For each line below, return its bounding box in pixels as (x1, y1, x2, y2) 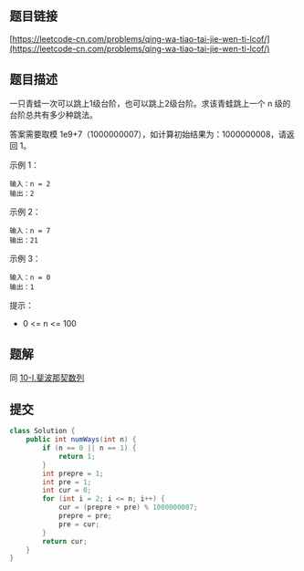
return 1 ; (58, 452, 96, 461)
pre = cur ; (58, 519, 100, 529)
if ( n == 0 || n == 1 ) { (42, 443, 137, 452)
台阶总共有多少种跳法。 (9, 109, 98, 120)
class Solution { (9, 427, 76, 436)
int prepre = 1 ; (42, 469, 104, 478)
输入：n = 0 (9, 273, 51, 282)
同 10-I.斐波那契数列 (9, 372, 85, 383)
